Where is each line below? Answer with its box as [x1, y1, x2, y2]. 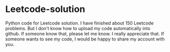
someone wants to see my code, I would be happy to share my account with [5, 36, 165, 42]
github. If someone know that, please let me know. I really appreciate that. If [5, 30, 164, 36]
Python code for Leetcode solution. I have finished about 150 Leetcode [5, 20, 154, 26]
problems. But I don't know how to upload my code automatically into [5, 25, 151, 31]
